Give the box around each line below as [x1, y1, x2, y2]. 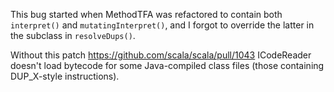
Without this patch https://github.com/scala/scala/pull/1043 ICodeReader [10, 49, 312, 61]
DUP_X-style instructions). [10, 70, 120, 82]
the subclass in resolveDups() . [10, 30, 136, 41]
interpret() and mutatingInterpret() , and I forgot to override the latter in [10, 19, 315, 31]
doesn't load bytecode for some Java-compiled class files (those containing [10, 60, 325, 71]
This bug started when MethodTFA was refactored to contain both [10, 9, 283, 20]
